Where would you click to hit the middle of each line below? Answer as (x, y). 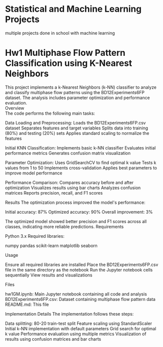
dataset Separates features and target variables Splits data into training (77, 128)
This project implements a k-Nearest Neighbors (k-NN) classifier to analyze (81, 87)
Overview (15, 108)
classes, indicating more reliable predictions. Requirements (64, 226)
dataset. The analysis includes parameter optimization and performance (78, 98)
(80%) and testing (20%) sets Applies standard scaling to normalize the (77, 133)
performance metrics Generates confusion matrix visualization (68, 153)
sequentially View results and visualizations (49, 275)
